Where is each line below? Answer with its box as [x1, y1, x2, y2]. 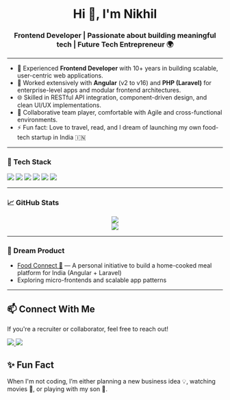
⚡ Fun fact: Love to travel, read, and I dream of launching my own [16, 123, 202, 132]
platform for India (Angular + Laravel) [16, 269, 122, 277]
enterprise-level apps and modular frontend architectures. [16, 86, 181, 95]
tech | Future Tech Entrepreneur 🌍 [56, 40, 174, 49]
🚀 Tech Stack [7, 157, 52, 167]
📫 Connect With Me [7, 303, 96, 315]
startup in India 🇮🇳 [31, 133, 86, 141]
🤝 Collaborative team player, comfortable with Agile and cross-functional [16, 108, 222, 117]
